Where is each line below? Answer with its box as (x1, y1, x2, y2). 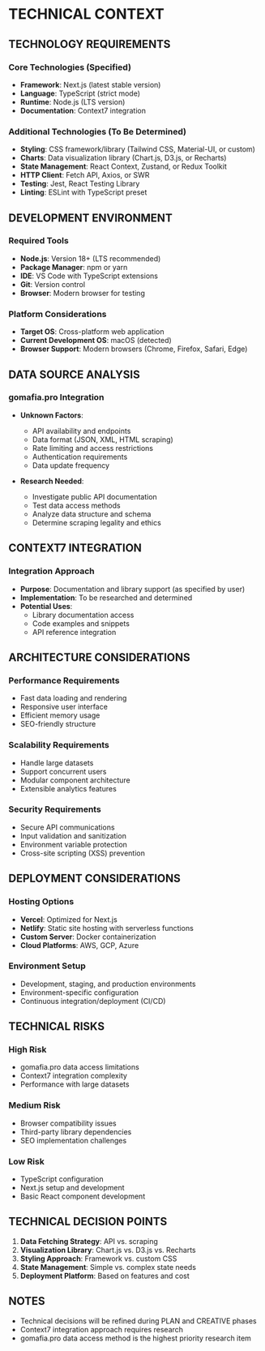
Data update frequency (32, 460, 110, 470)
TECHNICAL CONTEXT (8, 5, 165, 24)
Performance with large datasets (19, 1079, 130, 1089)
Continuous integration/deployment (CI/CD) (19, 996, 166, 1006)
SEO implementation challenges (19, 1135, 127, 1145)
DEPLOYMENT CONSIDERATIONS (8, 872, 181, 886)
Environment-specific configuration (19, 987, 139, 997)
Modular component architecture (19, 775, 131, 785)
